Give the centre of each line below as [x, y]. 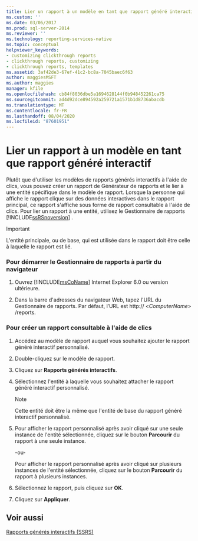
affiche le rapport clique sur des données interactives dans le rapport [90, 199]
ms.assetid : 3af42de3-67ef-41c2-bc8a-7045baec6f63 [70, 72]
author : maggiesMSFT [32, 77]
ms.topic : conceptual [33, 45]
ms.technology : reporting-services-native [59, 39]
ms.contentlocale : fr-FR [37, 111]
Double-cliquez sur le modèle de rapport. [65, 358]
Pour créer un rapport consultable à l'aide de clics [79, 328]
